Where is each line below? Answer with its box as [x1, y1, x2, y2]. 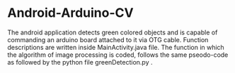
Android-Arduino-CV [7, 5, 134, 21]
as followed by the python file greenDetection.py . [7, 58, 154, 66]
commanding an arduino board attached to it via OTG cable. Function [7, 35, 209, 44]
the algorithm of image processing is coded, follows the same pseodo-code [7, 51, 229, 59]
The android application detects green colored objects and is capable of [7, 28, 218, 36]
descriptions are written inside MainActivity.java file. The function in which [7, 43, 224, 51]
